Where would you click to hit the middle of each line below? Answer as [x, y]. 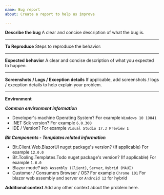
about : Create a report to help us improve [50, 14]
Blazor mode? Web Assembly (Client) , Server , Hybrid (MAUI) [73, 167]
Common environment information [41, 108]
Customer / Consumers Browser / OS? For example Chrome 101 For [79, 173]
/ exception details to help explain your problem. [53, 85]
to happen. [16, 65]
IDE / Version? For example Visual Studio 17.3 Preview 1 [71, 128]
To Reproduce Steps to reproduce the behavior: [53, 46]
